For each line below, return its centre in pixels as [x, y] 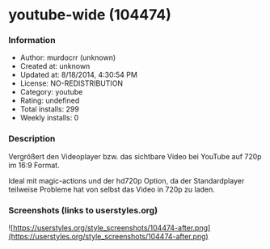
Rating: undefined [50, 101]
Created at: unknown [55, 66]
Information [32, 40]
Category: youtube [51, 92]
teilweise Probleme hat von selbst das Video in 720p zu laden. [112, 189]
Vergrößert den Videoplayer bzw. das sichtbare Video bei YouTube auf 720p [135, 156]
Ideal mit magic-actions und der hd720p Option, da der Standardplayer [127, 180]
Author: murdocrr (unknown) [68, 57]
